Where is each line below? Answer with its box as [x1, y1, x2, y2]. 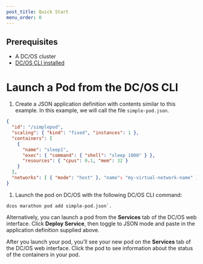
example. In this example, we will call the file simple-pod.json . [14, 107, 169, 114]
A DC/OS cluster [14, 53, 56, 60]
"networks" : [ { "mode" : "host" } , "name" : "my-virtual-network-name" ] [11, 175, 199, 181]
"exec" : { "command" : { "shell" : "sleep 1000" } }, [22, 152, 155, 158]
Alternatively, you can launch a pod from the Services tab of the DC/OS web [6, 213, 197, 221]
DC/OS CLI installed [14, 59, 65, 66]
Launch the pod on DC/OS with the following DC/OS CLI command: [14, 191, 182, 198]
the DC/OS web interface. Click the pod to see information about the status [6, 244, 193, 251]
